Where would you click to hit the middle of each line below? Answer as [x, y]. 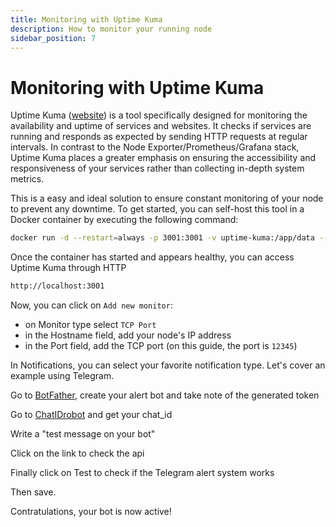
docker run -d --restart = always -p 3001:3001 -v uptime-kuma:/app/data [162, 238]
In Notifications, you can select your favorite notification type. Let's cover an [168, 365]
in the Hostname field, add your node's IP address [128, 335]
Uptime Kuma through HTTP [68, 268]
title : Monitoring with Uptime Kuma [86, 19]
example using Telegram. [62, 376]
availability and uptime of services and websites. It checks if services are [161, 126]
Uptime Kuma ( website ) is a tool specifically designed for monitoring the [159, 115]
